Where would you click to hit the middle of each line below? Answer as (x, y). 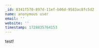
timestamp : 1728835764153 (31, 28)
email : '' (15, 18)
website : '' (17, 23)
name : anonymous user (27, 14)
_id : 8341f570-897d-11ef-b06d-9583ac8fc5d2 (50, 9)
